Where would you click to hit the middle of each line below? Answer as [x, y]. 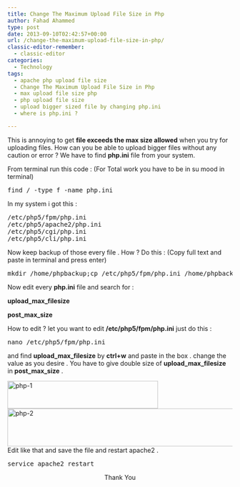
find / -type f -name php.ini [60, 190]
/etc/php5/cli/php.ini [47, 239]
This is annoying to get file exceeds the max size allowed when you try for [118, 140]
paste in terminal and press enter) [57, 260]
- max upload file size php [56, 93]
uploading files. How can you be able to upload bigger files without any [112, 148]
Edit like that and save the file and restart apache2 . [83, 450]
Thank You [120, 477]
